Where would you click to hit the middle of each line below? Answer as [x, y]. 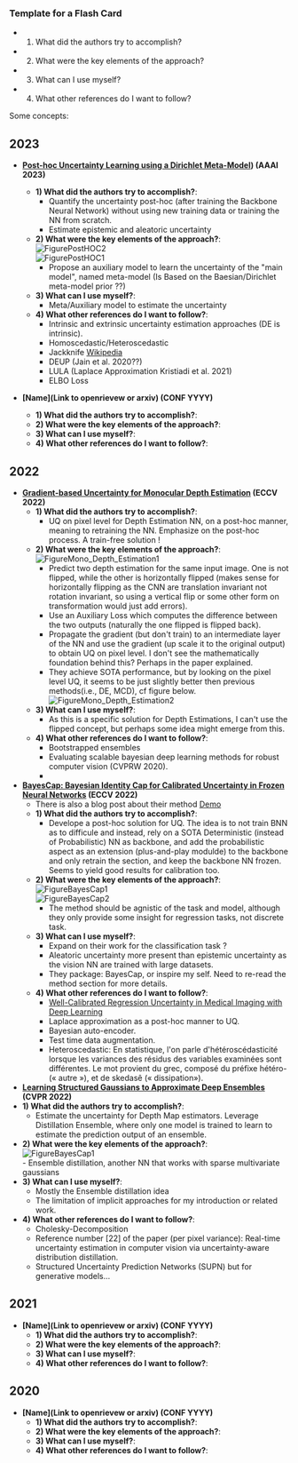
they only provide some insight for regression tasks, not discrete [166, 917]
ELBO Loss [68, 381]
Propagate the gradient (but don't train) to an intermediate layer [165, 634]
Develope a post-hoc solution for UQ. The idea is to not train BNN [168, 823]
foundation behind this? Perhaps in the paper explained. [151, 662]
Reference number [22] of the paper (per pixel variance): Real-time [158, 1238]
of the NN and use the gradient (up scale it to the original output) [167, 643]
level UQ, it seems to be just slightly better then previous [152, 681]
